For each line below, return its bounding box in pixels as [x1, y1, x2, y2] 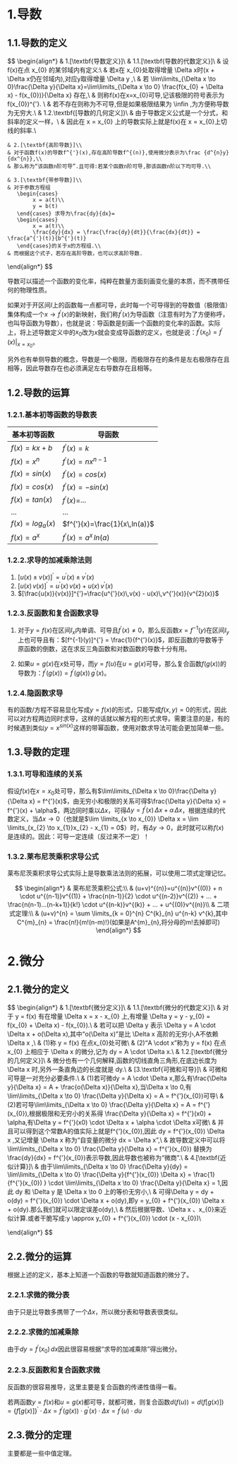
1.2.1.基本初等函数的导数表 [7, 409, 97, 419]
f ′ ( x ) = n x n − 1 [62, 455, 108, 467]
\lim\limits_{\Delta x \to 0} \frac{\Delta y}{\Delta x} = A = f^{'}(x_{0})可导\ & [7, 1091, 224, 1100]
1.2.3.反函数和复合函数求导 [7, 608, 99, 618]
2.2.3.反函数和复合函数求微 [7, 1365, 101, 1375]
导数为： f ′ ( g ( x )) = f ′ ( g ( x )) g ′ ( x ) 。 [17, 667, 111, 677]
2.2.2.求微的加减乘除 [7, 1327, 79, 1337]
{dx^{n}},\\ [7, 156, 42, 163]
